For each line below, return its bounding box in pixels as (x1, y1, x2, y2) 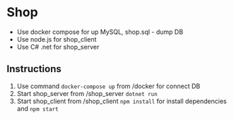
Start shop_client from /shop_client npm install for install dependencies (16, 97, 227, 105)
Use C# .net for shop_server (16, 42, 100, 51)
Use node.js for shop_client (16, 35, 97, 43)
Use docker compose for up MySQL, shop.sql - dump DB (16, 28, 184, 36)
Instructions (6, 63, 62, 75)
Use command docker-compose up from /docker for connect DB (16, 82, 201, 90)
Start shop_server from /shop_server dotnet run (16, 89, 158, 97)
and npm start (16, 104, 59, 113)
